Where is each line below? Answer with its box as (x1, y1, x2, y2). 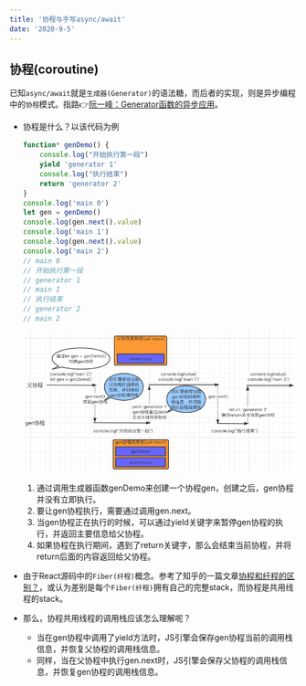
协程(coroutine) (9, 61, 100, 77)
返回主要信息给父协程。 (60, 528, 149, 539)
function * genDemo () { (22, 141, 110, 150)
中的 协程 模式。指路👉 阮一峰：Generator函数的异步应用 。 (9, 99, 224, 110)
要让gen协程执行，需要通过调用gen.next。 (36, 505, 196, 516)
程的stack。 (22, 594, 69, 605)
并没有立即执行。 (36, 494, 101, 505)
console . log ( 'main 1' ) (22, 227, 110, 237)
